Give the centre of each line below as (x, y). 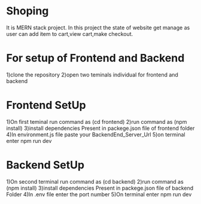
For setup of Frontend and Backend (95, 58)
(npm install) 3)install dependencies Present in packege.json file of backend (100, 188)
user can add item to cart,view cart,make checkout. (70, 34)
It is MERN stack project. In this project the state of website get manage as (98, 28)
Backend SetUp (45, 165)
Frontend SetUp (46, 105)
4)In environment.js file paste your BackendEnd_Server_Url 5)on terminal (96, 134)
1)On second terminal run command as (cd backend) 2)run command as (95, 181)
